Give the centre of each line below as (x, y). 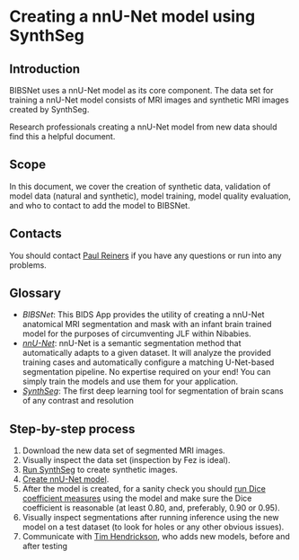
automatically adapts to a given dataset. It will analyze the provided (146, 353)
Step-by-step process (72, 429)
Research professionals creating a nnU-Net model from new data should (143, 127)
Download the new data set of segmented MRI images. (124, 450)
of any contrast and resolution (78, 401)
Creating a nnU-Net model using (132, 17)
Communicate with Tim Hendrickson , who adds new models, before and (156, 537)
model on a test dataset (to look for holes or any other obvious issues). (153, 527)
